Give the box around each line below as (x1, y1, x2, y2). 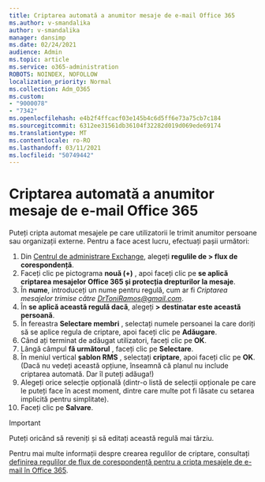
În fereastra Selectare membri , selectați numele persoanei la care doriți (20, 319, 256, 329)
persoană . (20, 311, 55, 320)
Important (9, 418, 41, 427)
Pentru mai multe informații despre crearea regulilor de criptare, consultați (9, 449, 250, 458)
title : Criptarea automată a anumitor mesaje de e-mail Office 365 (9, 11, 236, 20)
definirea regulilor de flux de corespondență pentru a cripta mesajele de (9, 458, 243, 467)
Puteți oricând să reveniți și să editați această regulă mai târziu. (9, 434, 215, 443)
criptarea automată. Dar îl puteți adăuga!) (20, 369, 155, 379)
